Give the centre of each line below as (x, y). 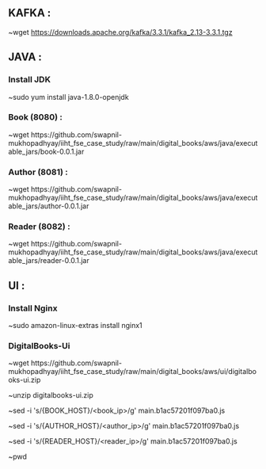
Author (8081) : (38, 172)
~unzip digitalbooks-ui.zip (51, 395)
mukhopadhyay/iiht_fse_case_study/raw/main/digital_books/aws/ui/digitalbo (133, 372)
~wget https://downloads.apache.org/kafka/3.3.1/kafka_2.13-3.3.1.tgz (120, 32)
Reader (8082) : (39, 227)
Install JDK (30, 80)
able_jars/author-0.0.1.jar (49, 206)
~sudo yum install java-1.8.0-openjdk (68, 97)
